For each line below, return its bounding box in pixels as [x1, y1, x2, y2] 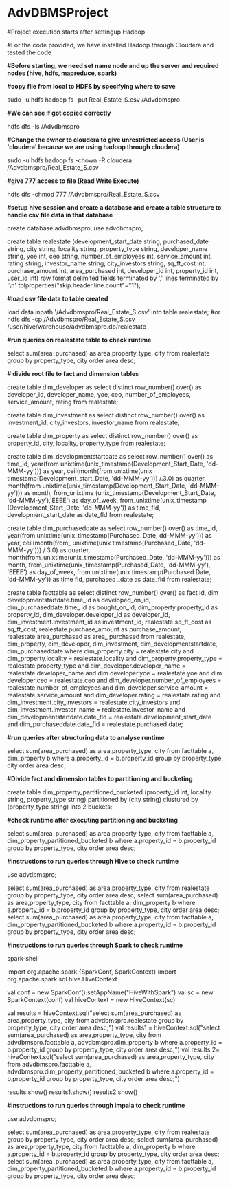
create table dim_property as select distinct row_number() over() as [7, 431, 198, 439]
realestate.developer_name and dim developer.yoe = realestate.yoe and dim [7, 668, 222, 677]
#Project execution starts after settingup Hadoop [7, 28, 146, 36]
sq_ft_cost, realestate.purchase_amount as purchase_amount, [7, 624, 182, 633]
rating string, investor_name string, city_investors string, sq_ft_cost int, [7, 259, 207, 268]
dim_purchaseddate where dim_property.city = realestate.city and [7, 646, 194, 655]
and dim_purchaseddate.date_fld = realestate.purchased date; [7, 720, 183, 728]
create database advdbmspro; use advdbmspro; [7, 224, 143, 232]
